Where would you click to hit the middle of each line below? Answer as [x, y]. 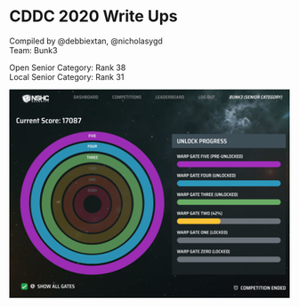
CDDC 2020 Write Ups [93, 16]
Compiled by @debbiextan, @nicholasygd [86, 41]
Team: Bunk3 [33, 50]
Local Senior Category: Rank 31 [67, 76]
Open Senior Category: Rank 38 [68, 67]
